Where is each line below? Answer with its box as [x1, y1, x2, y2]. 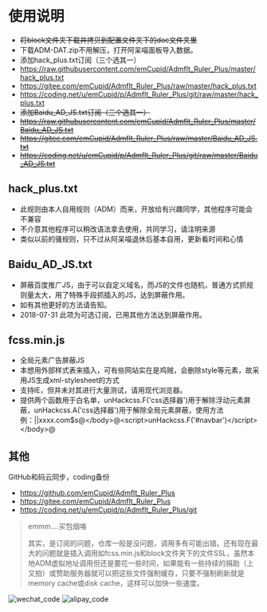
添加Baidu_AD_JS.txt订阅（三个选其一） [19, 107, 151, 116]
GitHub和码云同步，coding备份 [8, 472, 110, 482]
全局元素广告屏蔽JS [19, 356, 85, 365]
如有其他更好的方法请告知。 [19, 300, 112, 310]
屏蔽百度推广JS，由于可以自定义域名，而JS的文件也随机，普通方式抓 [19, 280, 247, 290]
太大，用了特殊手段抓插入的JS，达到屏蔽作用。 [33, 290, 190, 299]
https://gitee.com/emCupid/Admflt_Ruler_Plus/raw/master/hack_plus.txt [19, 81, 257, 90]
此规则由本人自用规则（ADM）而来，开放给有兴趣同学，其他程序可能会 [19, 204, 253, 214]
